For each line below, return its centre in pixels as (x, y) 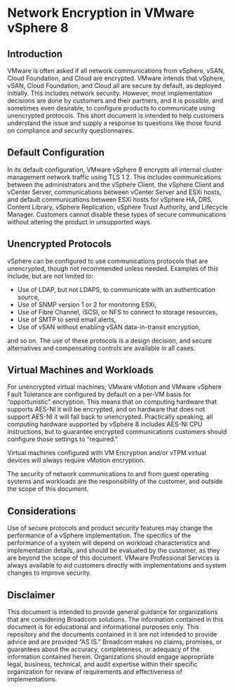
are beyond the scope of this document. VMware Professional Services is (113, 558)
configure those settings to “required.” (62, 439)
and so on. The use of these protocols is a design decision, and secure (110, 340)
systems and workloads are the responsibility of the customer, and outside (115, 481)
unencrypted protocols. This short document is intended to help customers (116, 115)
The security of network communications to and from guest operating (108, 474)
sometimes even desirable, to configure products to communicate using (111, 108)
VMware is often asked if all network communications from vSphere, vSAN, (116, 71)
